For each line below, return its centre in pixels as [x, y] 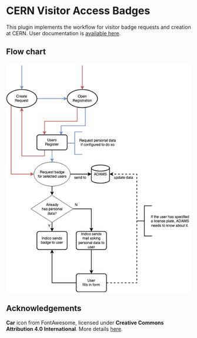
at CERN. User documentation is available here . [64, 33]
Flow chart [26, 52]
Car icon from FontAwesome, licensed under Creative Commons [85, 322]
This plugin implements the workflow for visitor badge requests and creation [98, 27]
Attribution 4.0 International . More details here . [64, 329]
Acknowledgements [44, 308]
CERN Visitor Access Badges [78, 11]
